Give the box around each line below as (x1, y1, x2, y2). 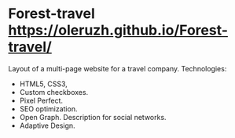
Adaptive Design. (19, 121, 76, 130)
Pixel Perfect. (19, 96, 64, 105)
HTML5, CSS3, (19, 79, 68, 89)
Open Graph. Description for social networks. (19, 112, 167, 122)
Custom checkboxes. (19, 87, 89, 96)
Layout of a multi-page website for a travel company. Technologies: (8, 64, 227, 73)
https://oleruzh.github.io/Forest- (8, 21, 229, 39)
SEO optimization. (19, 103, 78, 114)
